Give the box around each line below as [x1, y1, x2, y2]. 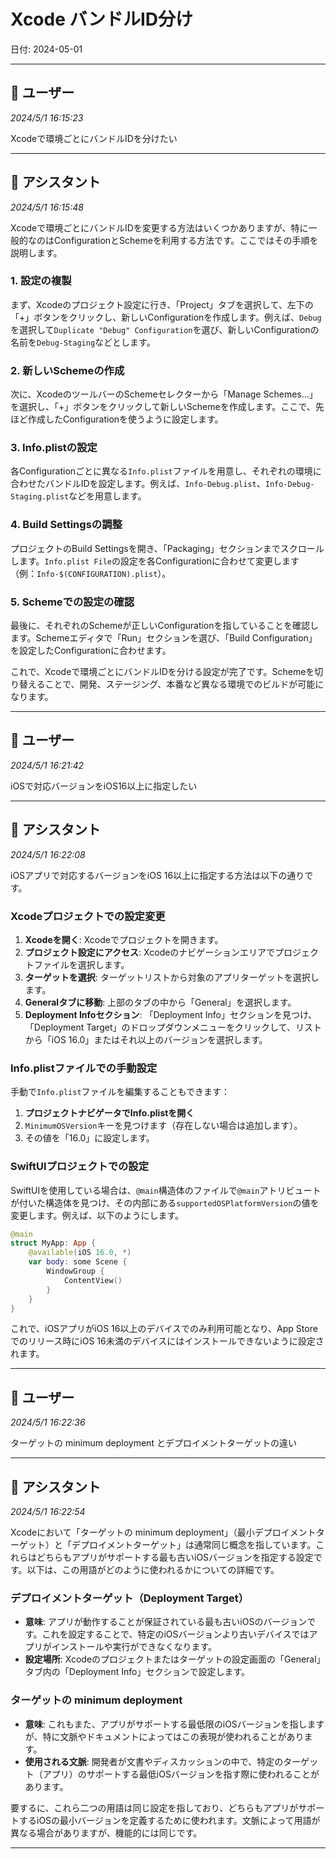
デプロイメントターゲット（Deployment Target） [10, 1591, 250, 1605]
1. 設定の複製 [10, 274, 72, 288]
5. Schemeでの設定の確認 [10, 595, 135, 609]
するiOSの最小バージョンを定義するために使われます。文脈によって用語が [18, 1814, 321, 1826]
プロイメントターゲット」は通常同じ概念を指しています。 [79, 1539, 317, 1551]
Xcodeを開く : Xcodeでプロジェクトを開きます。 [24, 933, 224, 945]
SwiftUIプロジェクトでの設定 [10, 1160, 150, 1174]
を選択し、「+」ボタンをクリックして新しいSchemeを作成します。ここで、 [10, 401, 316, 413]
